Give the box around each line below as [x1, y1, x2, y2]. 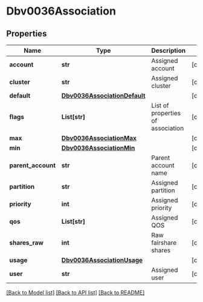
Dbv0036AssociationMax [61, 134, 137, 142]
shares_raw [9, 238, 44, 247]
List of [151, 101, 169, 110]
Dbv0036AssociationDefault [61, 92, 146, 99]
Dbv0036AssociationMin [61, 144, 135, 152]
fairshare [151, 238, 177, 247]
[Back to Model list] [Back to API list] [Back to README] [6, 289, 145, 296]
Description [151, 47, 186, 55]
